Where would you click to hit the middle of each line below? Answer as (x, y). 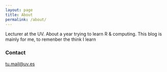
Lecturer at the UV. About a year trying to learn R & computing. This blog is (83, 34)
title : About (19, 15)
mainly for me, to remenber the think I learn (51, 39)
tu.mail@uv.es (20, 64)
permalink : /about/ (26, 19)
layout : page (19, 10)
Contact (16, 53)
